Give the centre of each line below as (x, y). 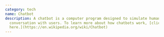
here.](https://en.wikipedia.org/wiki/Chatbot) (59, 27)
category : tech (20, 9)
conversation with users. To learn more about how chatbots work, (78, 23)
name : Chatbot (20, 14)
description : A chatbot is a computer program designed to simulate (76, 18)
